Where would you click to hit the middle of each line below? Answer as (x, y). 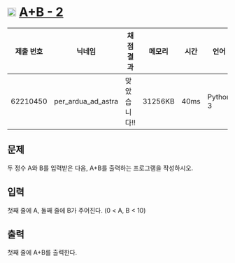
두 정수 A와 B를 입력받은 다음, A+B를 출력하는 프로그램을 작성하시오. (100, 168)
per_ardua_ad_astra (86, 101)
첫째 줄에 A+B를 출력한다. (42, 253)
